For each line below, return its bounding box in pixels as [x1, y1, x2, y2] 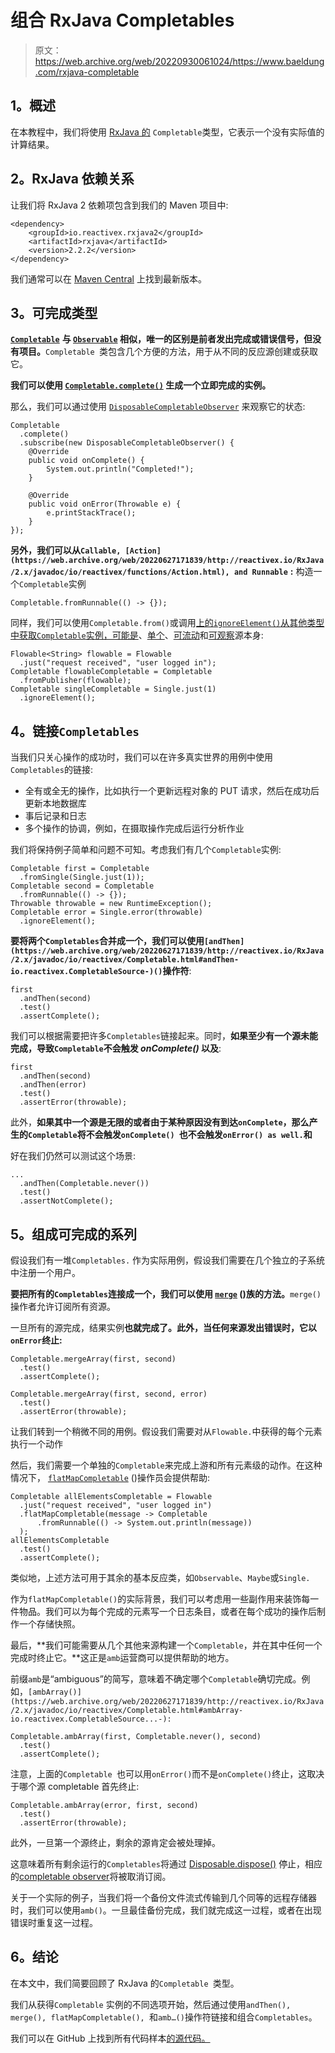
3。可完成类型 [10, 304, 98, 321]
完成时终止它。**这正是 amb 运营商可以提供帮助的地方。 [10, 1652, 235, 1663]
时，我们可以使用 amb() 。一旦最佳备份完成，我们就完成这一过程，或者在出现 [10, 1904, 322, 1916]
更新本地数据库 [24, 797, 87, 810]
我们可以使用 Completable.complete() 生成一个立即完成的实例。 [10, 379, 272, 391]
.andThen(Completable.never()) [19, 1179, 150, 1189]
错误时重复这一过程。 [10, 1917, 98, 1928]
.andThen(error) [19, 1080, 87, 1090]
